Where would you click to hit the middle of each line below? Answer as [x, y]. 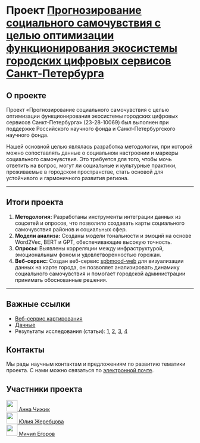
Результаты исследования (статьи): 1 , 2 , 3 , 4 [71, 331]
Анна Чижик [35, 409]
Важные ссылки [38, 304]
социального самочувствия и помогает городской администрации [100, 274]
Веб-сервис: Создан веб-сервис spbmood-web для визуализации [99, 261]
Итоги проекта [35, 202]
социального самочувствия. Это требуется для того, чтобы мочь [89, 159]
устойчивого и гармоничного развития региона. [68, 178]
